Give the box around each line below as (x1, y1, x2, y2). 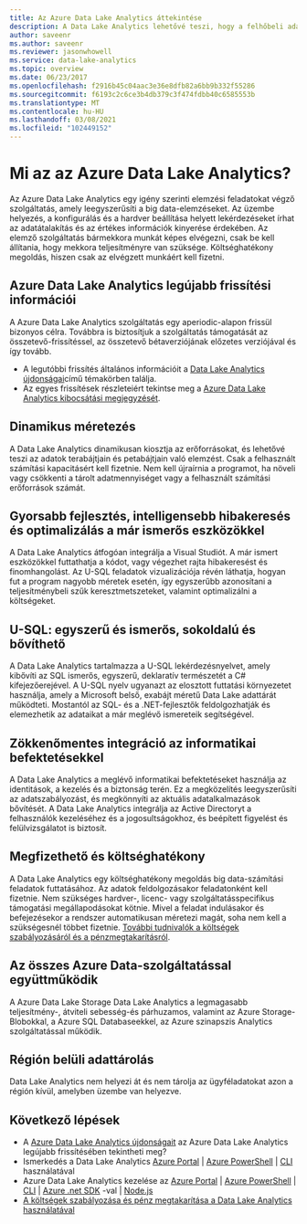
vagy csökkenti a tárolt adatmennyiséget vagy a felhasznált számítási (9, 472, 271, 483)
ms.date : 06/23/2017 (9, 73, 89, 82)
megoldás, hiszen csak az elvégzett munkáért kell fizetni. (9, 251, 226, 262)
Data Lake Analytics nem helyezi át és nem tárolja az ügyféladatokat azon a (9, 1076, 294, 1087)
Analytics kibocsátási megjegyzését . (22, 392, 161, 403)
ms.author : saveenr (9, 38, 84, 48)
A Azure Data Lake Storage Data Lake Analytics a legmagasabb (9, 997, 249, 1008)
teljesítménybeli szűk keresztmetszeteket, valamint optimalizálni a (9, 586, 258, 596)
